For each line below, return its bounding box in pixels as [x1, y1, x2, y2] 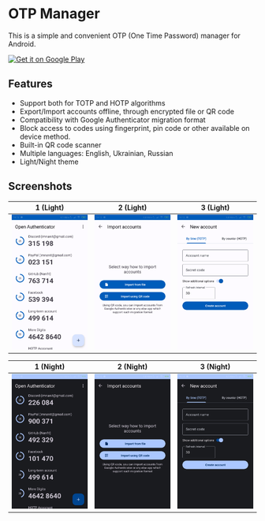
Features [8, 77, 53, 91]
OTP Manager [8, 5, 100, 23]
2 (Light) [118, 203, 147, 213]
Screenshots [8, 180, 73, 193]
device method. [19, 132, 71, 141]
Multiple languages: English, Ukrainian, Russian [19, 148, 174, 158]
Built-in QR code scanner [19, 140, 102, 150]
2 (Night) [117, 362, 148, 371]
